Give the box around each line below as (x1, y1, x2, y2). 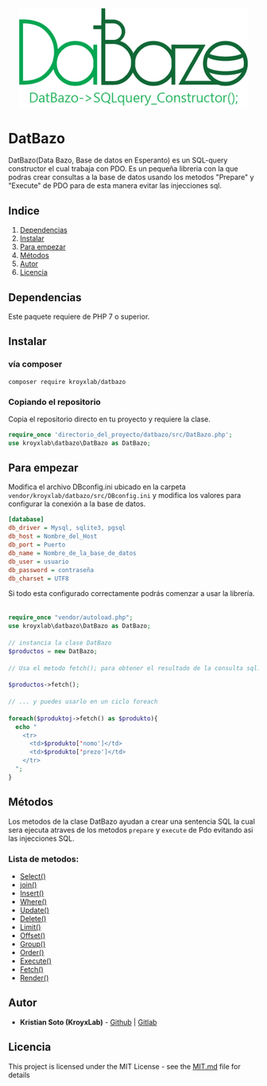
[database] (8, 516, 44, 523)
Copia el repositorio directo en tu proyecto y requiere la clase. (8, 414, 211, 424)
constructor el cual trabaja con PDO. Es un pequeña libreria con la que (8, 164, 238, 174)
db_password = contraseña (8, 566, 94, 574)
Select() (19, 871, 46, 880)
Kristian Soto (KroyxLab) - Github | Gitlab (19, 1017, 157, 1027)
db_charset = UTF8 (8, 574, 69, 582)
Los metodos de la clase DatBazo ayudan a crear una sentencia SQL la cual (8, 817, 256, 826)
